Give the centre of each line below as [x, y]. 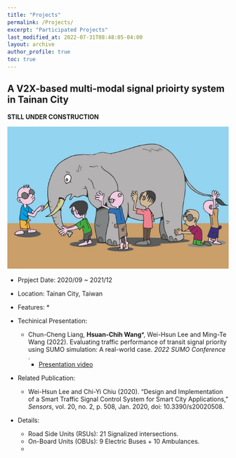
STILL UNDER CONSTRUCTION [53, 117]
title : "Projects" [34, 15]
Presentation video [66, 364]
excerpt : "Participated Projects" [58, 30]
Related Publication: [46, 378]
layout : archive [31, 45]
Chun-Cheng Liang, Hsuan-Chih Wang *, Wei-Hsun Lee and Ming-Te [127, 335]
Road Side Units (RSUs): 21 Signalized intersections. [103, 434]
